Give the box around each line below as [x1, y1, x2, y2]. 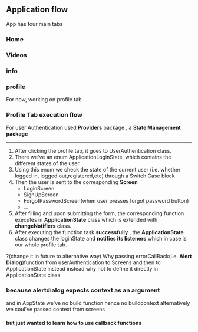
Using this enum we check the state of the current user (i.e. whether [14, 166, 181, 173]
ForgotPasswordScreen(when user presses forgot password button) [23, 198, 189, 205]
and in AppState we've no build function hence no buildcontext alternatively [6, 300, 190, 307]
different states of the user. [14, 160, 81, 167]
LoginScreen [23, 185, 55, 192]
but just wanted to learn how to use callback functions [6, 320, 142, 327]
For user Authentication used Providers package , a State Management [6, 124, 181, 132]
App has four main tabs [6, 20, 63, 27]
